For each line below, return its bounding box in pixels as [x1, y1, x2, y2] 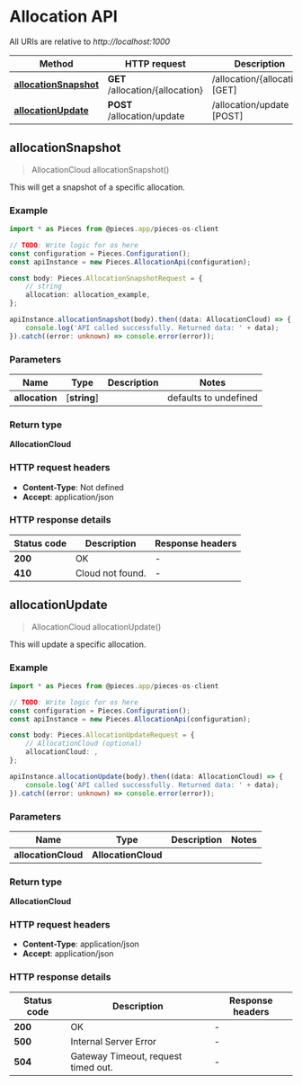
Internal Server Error [70, 1035, 157, 1047]
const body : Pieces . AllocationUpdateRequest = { [9, 731, 195, 740]
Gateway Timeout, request [70, 1050, 182, 1063]
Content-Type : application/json [22, 938, 139, 950]
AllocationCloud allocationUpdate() [31, 621, 162, 632]
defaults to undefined [167, 391, 258, 404]
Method [39, 57, 74, 69]
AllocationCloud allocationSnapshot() [31, 164, 170, 175]
